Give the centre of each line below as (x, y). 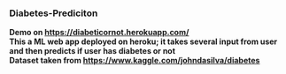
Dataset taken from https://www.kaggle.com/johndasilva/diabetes (135, 61)
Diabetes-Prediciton (54, 13)
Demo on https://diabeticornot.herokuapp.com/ (99, 33)
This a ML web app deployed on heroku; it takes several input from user (143, 41)
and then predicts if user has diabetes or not (92, 51)
